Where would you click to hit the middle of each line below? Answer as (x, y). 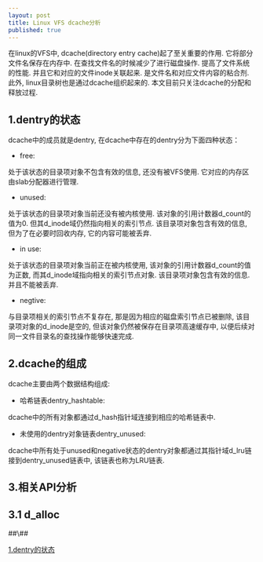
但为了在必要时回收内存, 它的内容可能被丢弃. (80, 233)
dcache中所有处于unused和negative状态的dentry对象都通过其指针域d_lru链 (130, 451)
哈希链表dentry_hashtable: (62, 400)
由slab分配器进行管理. (44, 182)
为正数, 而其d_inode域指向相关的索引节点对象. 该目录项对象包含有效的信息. (129, 275)
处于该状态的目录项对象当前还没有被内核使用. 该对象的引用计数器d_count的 (130, 213)
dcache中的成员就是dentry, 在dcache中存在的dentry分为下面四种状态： (124, 140)
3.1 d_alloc (34, 515)
